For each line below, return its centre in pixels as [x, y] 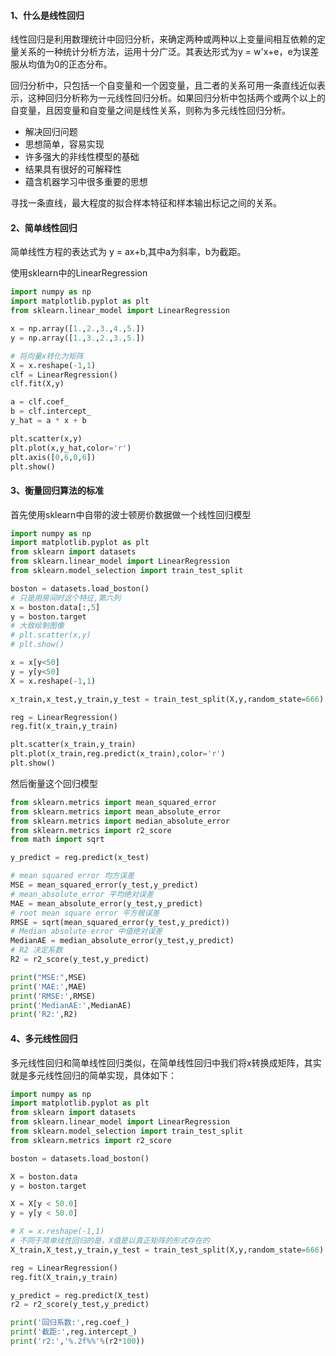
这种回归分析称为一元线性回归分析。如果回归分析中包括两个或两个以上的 [176, 98]
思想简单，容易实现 [64, 144]
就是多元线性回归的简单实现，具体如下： [93, 1075]
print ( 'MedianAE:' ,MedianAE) [71, 1005]
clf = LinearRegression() [64, 375]
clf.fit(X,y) [37, 384]
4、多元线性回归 [44, 1038]
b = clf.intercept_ [51, 411]
